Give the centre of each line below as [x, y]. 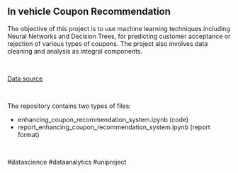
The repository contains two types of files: [69, 106]
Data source [25, 78]
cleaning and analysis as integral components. [75, 51]
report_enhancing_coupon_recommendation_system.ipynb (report [114, 127]
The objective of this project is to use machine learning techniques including [119, 28]
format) [29, 134]
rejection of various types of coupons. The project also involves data [108, 43]
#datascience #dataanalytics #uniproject [67, 162]
